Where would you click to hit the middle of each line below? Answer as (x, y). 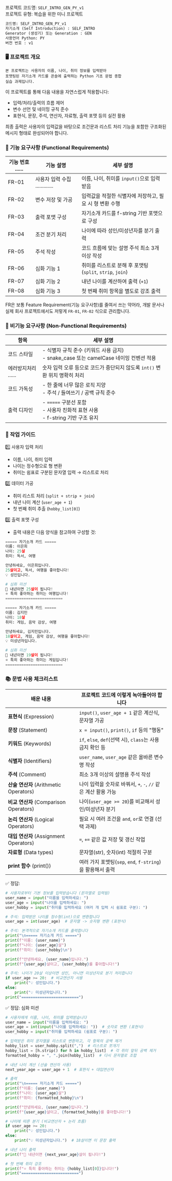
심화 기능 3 (48, 291)
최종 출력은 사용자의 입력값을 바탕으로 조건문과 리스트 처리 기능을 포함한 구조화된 (86, 126)
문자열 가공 (92, 720)
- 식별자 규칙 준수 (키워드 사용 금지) (83, 350)
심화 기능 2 (48, 281)
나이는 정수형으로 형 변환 (37, 466)
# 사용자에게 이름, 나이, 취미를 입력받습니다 (46, 1017)
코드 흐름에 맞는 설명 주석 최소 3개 (121, 248)
